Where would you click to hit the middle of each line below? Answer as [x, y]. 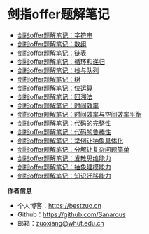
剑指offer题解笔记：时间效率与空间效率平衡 [79, 114]
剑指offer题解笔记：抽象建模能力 [64, 167]
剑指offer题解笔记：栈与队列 [58, 70]
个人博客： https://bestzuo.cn [59, 205]
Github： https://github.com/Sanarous [71, 214]
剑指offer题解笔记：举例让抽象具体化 [70, 141]
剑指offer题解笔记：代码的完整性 [64, 123]
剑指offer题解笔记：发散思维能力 [64, 158]
